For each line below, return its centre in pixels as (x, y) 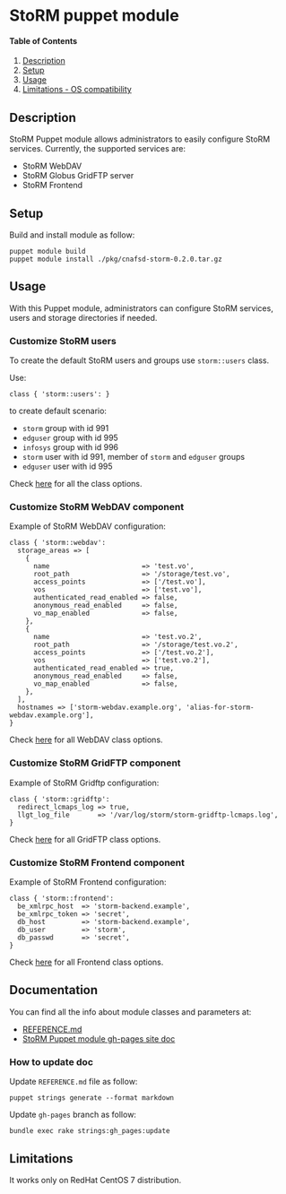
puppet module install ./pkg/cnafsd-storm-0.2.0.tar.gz (116, 260)
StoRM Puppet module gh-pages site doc (99, 1038)
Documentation (54, 990)
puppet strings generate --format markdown (92, 1098)
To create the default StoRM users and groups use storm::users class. (139, 360)
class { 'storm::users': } (60, 394)
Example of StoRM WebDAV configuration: (87, 526)
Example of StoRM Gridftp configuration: (84, 783)
